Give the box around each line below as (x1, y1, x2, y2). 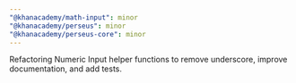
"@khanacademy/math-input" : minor (9, 12, 139, 22)
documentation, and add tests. (9, 63, 123, 74)
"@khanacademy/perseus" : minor (9, 21, 126, 30)
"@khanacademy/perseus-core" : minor (9, 29, 146, 38)
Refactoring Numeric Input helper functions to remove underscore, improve (9, 54, 288, 65)
